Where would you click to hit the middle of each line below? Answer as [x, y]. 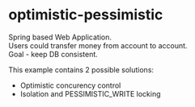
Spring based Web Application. [60, 37]
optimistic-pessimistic [86, 15]
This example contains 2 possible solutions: [81, 69]
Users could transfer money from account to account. [98, 45]
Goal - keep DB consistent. [53, 54]
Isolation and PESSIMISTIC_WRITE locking [90, 93]
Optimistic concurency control [70, 85]
